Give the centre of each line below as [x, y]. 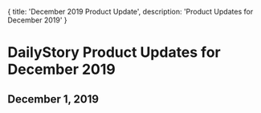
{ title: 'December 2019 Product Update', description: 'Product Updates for [130, 12]
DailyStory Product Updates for [114, 52]
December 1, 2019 [53, 99]
